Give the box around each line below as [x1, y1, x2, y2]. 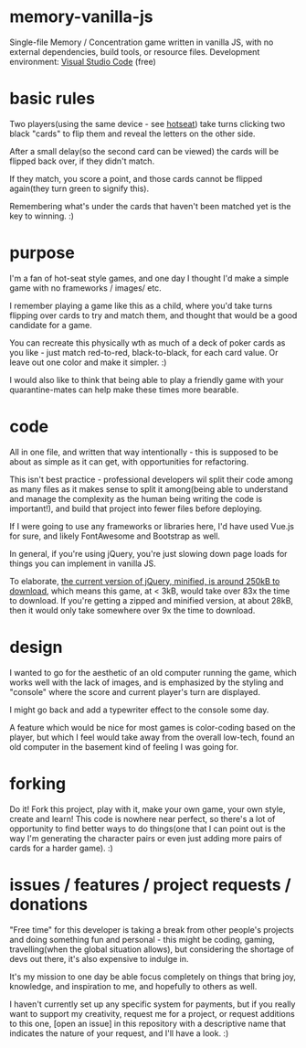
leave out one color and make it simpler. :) [9, 357, 167, 368]
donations [9, 893, 89, 914]
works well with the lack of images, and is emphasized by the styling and [9, 677, 284, 688]
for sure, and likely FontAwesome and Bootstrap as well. [9, 530, 221, 541]
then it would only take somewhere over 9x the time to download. [9, 604, 256, 615]
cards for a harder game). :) [9, 842, 114, 853]
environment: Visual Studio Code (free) [9, 56, 157, 67]
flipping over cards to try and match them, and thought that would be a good [9, 309, 298, 321]
